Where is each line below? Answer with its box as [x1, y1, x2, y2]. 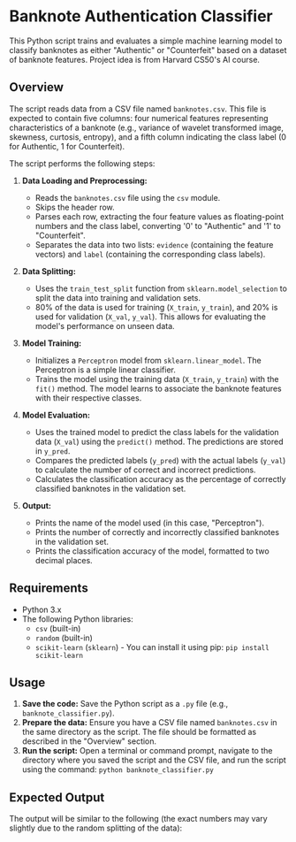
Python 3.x [21, 604, 62, 615]
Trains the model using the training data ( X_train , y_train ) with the [34, 373, 279, 384]
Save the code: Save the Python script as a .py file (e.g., [21, 699, 229, 709]
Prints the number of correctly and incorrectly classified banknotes [34, 526, 280, 537]
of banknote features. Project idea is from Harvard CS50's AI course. [9, 54, 261, 65]
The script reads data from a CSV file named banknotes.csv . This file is [9, 103, 267, 114]
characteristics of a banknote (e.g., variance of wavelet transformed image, [9, 122, 285, 133]
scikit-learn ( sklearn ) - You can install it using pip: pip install [34, 641, 269, 652]
